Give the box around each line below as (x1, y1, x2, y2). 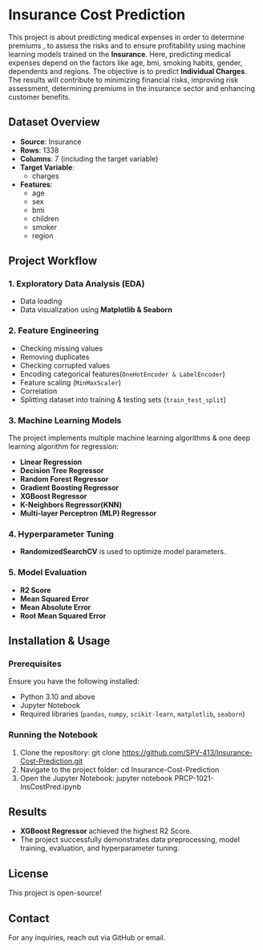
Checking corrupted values (19, 360, 111, 370)
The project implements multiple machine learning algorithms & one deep (8, 433, 251, 443)
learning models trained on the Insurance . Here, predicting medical (8, 49, 231, 59)
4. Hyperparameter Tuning (8, 528, 115, 540)
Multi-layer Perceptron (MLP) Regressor (19, 508, 157, 518)
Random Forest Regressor (19, 475, 109, 484)
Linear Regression (19, 457, 83, 467)
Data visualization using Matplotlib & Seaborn (19, 305, 172, 315)
